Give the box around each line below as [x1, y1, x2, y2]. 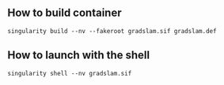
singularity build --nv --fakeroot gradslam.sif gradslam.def [7, 27, 217, 35]
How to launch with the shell [7, 49, 150, 62]
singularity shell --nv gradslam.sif [7, 69, 132, 77]
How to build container [7, 6, 122, 20]
